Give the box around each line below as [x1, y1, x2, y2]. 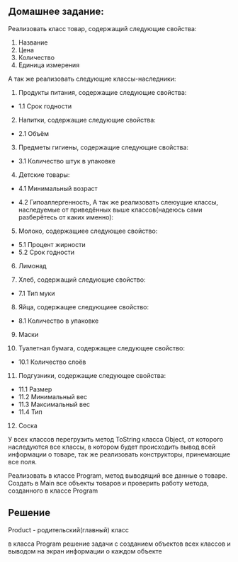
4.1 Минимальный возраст [18, 184, 98, 193]
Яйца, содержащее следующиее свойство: [18, 302, 149, 311]
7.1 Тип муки [18, 289, 55, 297]
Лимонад [18, 261, 47, 270]
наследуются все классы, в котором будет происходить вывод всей [8, 442, 216, 451]
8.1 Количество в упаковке [18, 316, 99, 325]
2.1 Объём [18, 129, 49, 137]
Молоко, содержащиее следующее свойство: [18, 226, 158, 235]
